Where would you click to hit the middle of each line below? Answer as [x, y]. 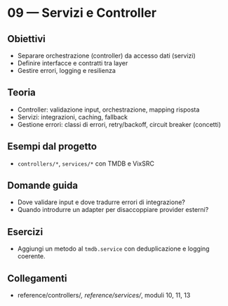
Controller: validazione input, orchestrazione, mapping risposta [108, 109]
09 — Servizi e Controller [82, 13]
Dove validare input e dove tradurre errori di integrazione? [101, 202]
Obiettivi [26, 39]
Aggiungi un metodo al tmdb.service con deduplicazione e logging [113, 249]
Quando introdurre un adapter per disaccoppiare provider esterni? [113, 210]
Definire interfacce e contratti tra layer [73, 63]
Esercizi [25, 232]
